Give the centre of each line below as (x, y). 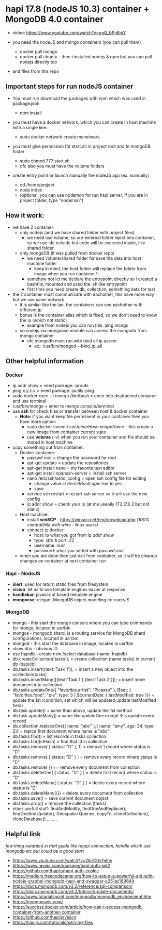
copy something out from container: (48, 447)
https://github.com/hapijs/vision (44, 917)
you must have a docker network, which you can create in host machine (84, 122)
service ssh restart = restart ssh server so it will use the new (87, 494)
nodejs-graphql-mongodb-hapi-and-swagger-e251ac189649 (73, 881)
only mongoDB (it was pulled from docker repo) (67, 253)
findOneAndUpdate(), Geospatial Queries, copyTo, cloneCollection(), (81, 813)
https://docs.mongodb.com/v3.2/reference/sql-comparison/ (73, 886)
